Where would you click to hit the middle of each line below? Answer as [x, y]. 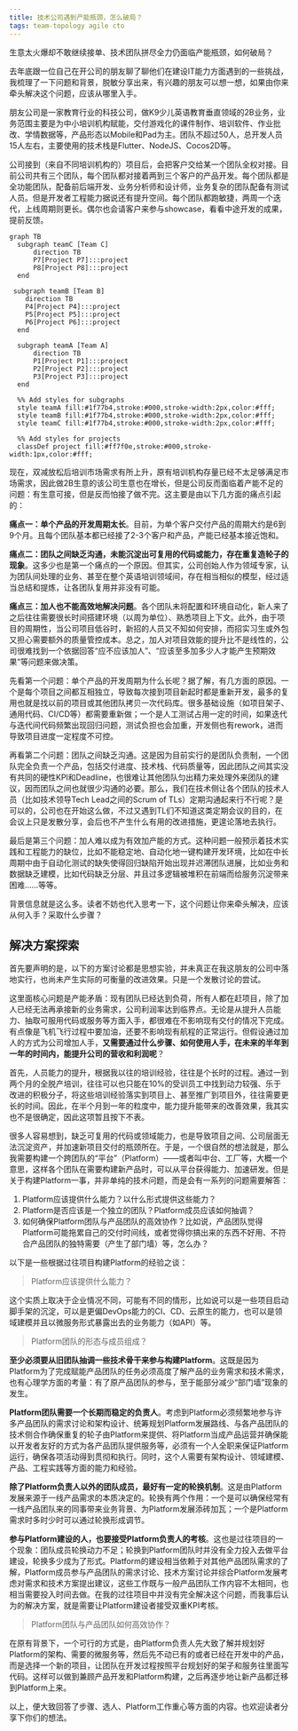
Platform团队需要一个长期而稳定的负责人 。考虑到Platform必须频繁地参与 [142, 1412]
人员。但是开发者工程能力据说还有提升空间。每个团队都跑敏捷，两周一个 [141, 197]
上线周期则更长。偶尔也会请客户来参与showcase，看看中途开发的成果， [156, 209]
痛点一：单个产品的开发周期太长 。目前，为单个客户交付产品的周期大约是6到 [148, 524]
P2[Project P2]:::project [80, 369]
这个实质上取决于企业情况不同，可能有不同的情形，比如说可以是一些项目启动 [149, 1300]
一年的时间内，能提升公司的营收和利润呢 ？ [87, 1054]
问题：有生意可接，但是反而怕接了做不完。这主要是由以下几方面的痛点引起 [145, 494]
